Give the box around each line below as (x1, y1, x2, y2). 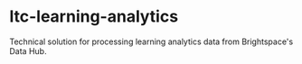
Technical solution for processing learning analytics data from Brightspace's (9, 36, 294, 47)
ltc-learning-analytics (9, 6, 179, 27)
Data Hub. (9, 45, 47, 56)
